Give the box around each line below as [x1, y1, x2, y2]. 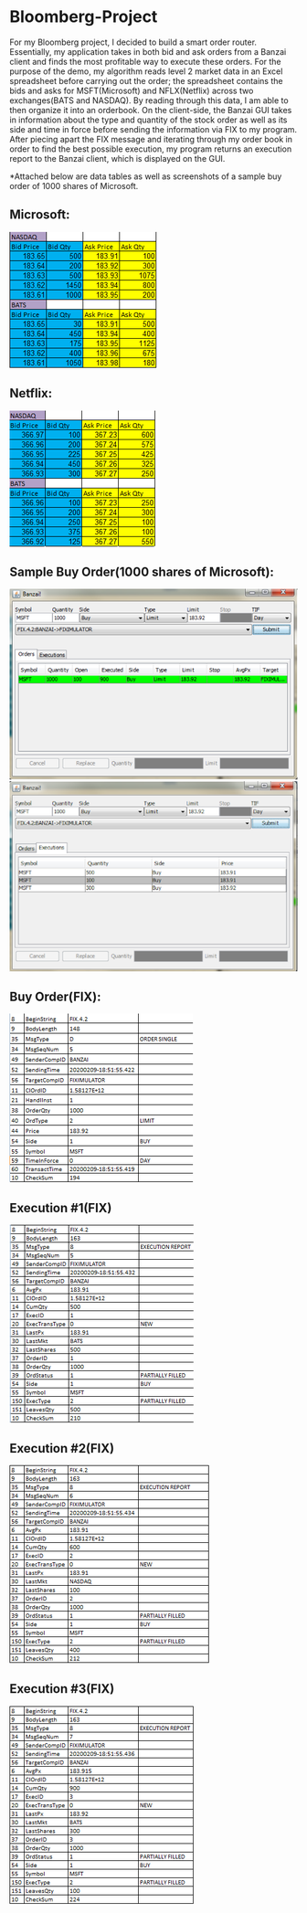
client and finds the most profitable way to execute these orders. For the [9, 56, 281, 67]
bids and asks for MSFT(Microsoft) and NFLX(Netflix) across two [9, 85, 254, 96]
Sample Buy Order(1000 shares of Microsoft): [9, 564, 274, 579]
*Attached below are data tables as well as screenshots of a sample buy [9, 171, 282, 182]
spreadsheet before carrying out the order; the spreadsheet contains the [9, 75, 283, 86]
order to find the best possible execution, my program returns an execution [9, 143, 292, 154]
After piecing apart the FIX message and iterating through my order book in [9, 133, 292, 144]
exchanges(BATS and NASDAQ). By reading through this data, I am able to [9, 94, 290, 106]
